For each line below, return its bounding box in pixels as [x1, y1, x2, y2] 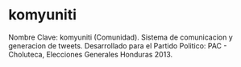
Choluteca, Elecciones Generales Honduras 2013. [8, 49, 173, 59]
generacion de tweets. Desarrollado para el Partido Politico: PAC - [8, 40, 227, 50]
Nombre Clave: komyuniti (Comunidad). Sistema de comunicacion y [8, 32, 234, 42]
